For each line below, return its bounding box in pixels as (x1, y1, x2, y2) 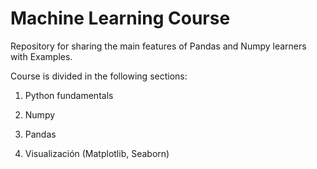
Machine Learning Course (10, 7, 231, 30)
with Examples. (10, 50, 73, 62)
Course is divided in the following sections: (10, 70, 188, 82)
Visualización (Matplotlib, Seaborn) (24, 147, 170, 159)
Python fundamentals (24, 89, 114, 101)
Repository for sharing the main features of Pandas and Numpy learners (10, 40, 307, 52)
